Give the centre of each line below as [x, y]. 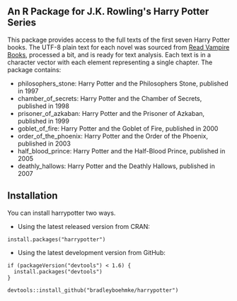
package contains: [34, 69]
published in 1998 [43, 106]
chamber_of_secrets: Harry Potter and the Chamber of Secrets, [110, 98]
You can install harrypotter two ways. [62, 213]
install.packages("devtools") [58, 271]
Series [22, 23]
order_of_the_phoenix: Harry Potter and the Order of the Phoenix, [113, 136]
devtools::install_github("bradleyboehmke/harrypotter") [93, 290]
